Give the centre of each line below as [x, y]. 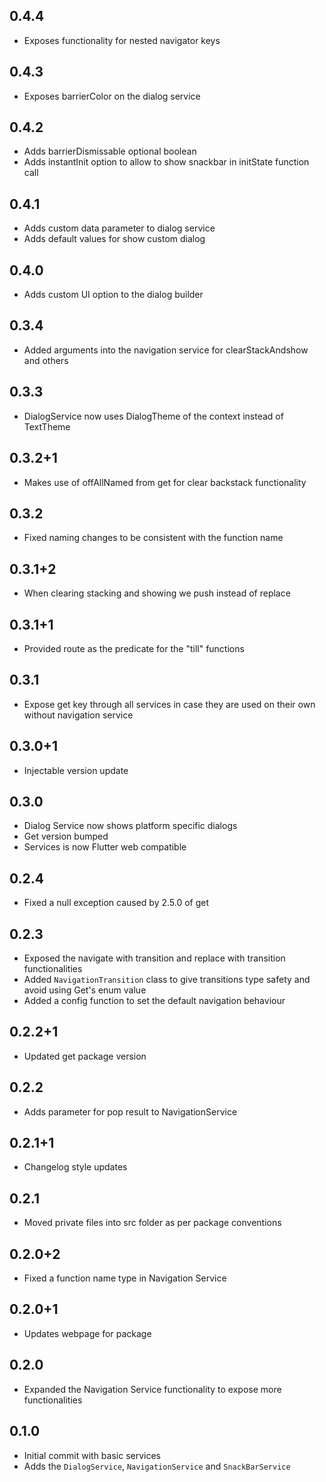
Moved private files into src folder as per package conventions [152, 1223]
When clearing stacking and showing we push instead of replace [157, 593]
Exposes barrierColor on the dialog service [112, 96]
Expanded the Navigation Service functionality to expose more [152, 1389]
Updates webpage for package [87, 1333]
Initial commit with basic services [92, 1455]
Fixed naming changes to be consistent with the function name [153, 538]
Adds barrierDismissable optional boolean [110, 151]
